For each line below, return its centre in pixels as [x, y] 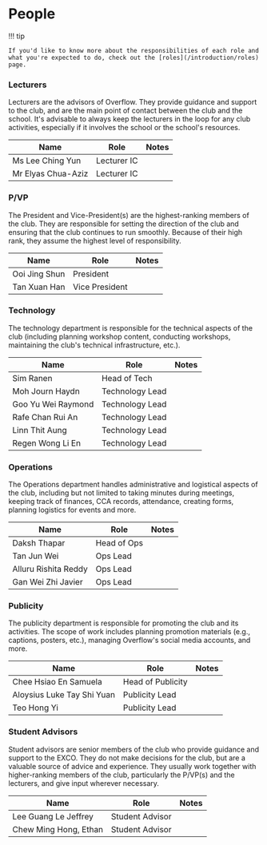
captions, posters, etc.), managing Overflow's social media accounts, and [130, 641]
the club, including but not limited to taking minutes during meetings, [121, 493]
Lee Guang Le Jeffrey [53, 816]
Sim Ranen [32, 378]
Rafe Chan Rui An [45, 417]
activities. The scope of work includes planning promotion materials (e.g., [129, 632]
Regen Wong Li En [47, 442]
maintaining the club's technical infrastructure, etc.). [94, 345]
